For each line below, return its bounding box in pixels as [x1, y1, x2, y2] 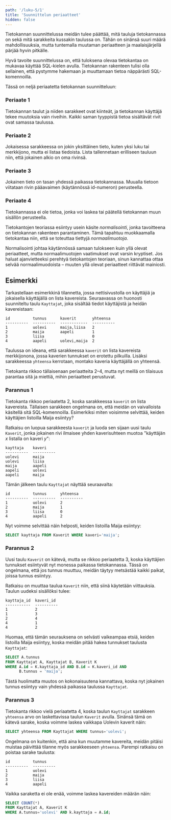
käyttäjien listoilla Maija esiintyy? [5, 414, 74, 421]
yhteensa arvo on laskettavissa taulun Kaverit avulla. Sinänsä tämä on [5, 713, 152, 719]
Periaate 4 [5, 197, 32, 204]
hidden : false [5, 17, 36, 22]
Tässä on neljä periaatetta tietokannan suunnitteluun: [5, 84, 116, 90]
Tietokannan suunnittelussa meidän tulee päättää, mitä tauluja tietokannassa [5, 31, 166, 37]
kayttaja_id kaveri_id [5, 598, 56, 603]
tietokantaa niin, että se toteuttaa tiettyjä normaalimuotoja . [5, 235, 129, 241]
